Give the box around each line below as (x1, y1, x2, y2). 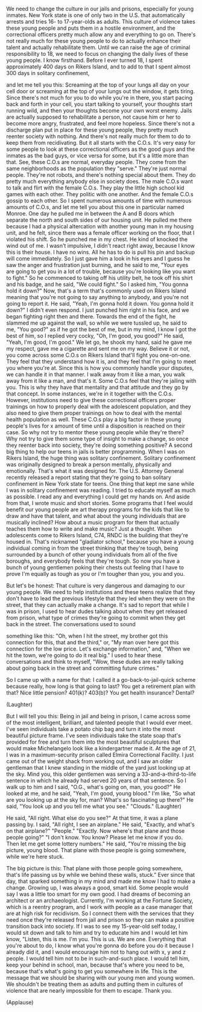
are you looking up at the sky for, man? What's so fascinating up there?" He (6, 796, 194, 803)
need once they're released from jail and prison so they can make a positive (6, 916, 195, 923)
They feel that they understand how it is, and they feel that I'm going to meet (6, 358, 197, 365)
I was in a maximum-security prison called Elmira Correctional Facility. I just (6, 751, 194, 758)
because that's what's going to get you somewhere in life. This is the (6, 968, 177, 974)
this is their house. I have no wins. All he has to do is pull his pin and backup (6, 248, 195, 256)
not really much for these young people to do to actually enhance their (6, 38, 181, 44)
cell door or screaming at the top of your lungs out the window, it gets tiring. (6, 88, 195, 94)
